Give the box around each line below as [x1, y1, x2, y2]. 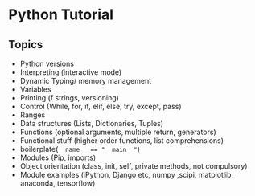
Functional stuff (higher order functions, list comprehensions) [19, 136, 224, 145]
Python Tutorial [8, 6, 114, 24]
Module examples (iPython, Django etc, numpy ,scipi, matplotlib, [19, 170, 234, 179]
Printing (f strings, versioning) [19, 93, 119, 102]
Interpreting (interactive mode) [19, 67, 122, 77]
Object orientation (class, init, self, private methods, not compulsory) [19, 161, 248, 170]
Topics [8, 38, 43, 51]
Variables [19, 84, 51, 94]
